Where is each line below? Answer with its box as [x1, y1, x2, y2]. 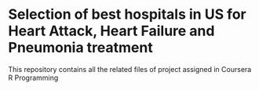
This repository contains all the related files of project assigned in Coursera [8, 64, 252, 74]
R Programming [8, 73, 59, 82]
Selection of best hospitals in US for [8, 5, 246, 23]
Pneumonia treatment [8, 39, 153, 56]
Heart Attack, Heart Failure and [8, 22, 215, 40]
